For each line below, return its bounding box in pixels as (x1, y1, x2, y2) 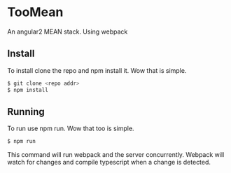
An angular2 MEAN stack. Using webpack (7, 27, 128, 36)
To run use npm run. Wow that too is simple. (7, 124, 134, 133)
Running (7, 106, 45, 118)
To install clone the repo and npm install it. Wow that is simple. (7, 66, 187, 74)
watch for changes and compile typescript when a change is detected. (7, 158, 211, 167)
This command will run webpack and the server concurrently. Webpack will (7, 151, 225, 159)
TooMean (7, 4, 64, 20)
